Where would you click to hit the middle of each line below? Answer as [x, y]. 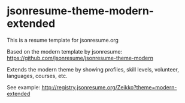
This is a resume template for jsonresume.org [63, 40]
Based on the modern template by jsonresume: [64, 51]
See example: [24, 87]
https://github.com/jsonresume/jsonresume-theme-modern [80, 58]
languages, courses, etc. [37, 76]
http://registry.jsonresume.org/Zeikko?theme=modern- [109, 87]
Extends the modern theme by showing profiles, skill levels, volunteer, [93, 69]
